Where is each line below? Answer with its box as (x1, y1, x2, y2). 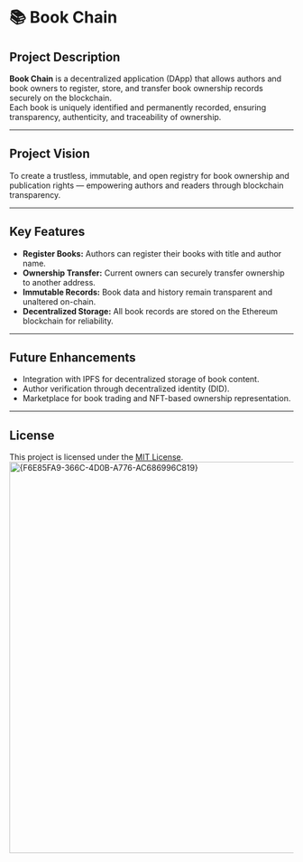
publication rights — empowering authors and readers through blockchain (9, 180, 284, 191)
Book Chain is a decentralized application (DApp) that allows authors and (9, 73, 282, 84)
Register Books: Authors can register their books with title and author (22, 248, 282, 258)
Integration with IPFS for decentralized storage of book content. (22, 374, 260, 385)
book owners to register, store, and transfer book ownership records (9, 83, 263, 93)
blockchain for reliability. (22, 315, 115, 326)
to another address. (22, 276, 96, 287)
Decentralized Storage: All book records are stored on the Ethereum (22, 305, 278, 316)
